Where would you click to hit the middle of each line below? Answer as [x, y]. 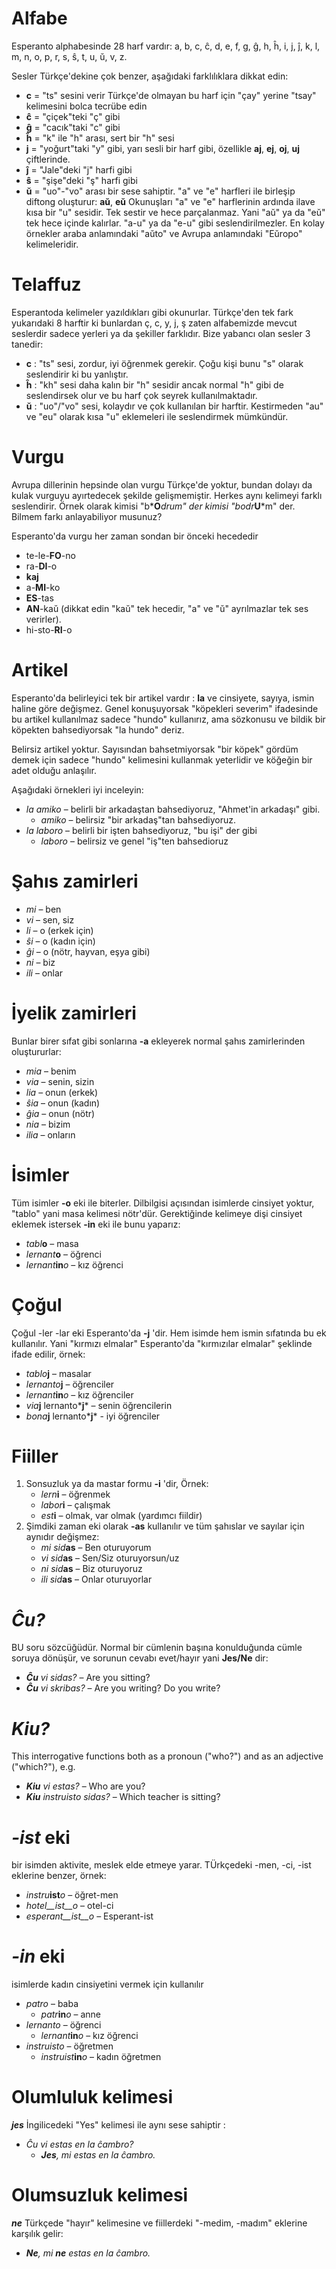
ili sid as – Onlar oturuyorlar [96, 1579]
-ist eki [41, 1837]
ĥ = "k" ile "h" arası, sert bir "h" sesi [100, 138]
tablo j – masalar [58, 1373]
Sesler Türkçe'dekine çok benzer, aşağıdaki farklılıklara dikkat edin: [150, 76]
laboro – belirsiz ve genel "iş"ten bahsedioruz [134, 841]
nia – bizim [48, 1124]
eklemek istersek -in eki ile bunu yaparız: [96, 1224]
